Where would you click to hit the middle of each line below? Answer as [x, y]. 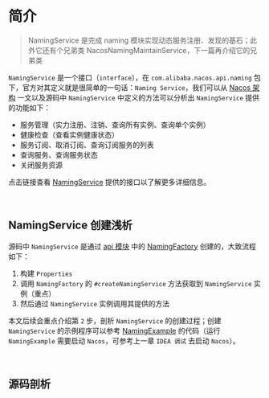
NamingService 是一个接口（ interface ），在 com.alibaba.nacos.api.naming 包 [134, 77]
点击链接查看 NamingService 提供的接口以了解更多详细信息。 [110, 182]
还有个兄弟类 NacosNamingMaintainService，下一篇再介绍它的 [146, 50]
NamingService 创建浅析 [70, 226]
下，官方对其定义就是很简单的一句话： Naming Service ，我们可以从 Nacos [130, 87]
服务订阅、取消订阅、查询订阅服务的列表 [87, 145]
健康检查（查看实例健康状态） [69, 134]
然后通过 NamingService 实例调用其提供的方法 [95, 303]
